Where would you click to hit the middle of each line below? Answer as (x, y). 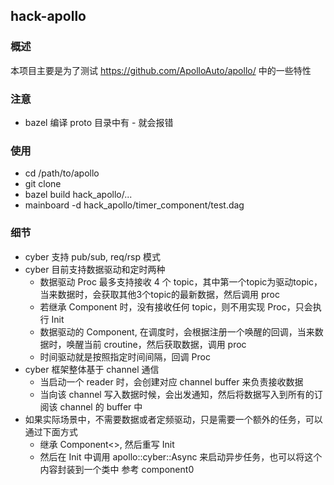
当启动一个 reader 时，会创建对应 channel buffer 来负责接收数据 (171, 381)
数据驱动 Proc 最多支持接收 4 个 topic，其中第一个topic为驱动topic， (181, 281)
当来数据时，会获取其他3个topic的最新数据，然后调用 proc (159, 294)
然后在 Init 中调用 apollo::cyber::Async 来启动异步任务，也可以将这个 (181, 456)
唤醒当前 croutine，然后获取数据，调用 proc (156, 344)
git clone (43, 184)
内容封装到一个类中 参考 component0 (117, 469)
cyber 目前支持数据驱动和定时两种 (95, 269)
